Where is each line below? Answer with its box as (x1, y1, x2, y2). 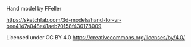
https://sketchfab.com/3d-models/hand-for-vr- (6, 16, 122, 23)
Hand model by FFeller (6, 5, 62, 12)
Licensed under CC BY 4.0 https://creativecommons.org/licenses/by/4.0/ (6, 34, 186, 41)
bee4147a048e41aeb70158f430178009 (6, 23, 102, 29)
